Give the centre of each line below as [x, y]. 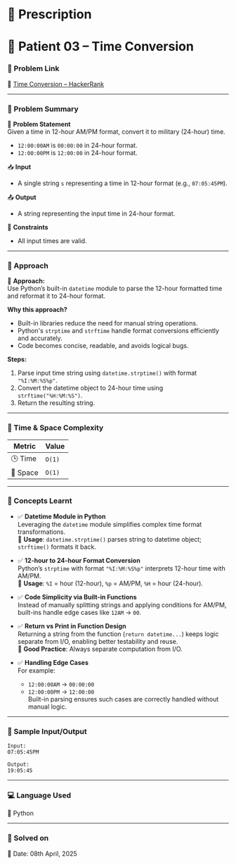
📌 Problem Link [33, 68]
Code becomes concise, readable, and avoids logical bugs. [103, 346]
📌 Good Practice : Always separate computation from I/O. [100, 649]
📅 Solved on [28, 838]
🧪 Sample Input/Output [47, 731]
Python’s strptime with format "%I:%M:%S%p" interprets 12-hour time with [122, 568]
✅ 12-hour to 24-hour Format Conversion [79, 560]
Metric [25, 446]
